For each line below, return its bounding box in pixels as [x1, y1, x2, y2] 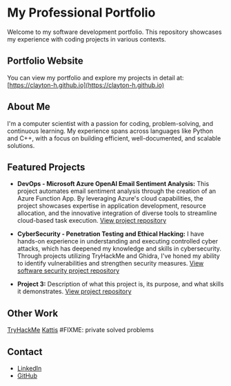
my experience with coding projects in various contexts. [7, 35, 167, 43]
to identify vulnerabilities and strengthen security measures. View [17, 259, 204, 268]
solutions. [7, 141, 35, 149]
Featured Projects [7, 161, 86, 173]
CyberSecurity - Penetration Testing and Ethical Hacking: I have [17, 230, 205, 238]
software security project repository [17, 266, 120, 275]
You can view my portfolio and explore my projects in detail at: [7, 73, 184, 82]
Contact [7, 346, 43, 358]
